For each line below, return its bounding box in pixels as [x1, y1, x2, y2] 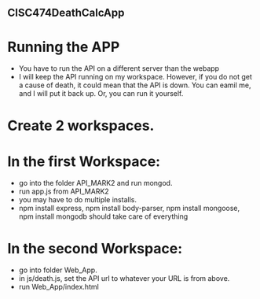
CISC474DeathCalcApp [7, 6, 125, 20]
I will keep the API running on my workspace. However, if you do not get [18, 72, 253, 82]
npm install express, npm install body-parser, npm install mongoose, [18, 204, 240, 213]
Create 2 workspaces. [7, 116, 155, 135]
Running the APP [7, 38, 120, 56]
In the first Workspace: [7, 153, 161, 170]
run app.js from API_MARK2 [18, 186, 109, 196]
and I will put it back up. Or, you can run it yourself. [18, 89, 184, 98]
